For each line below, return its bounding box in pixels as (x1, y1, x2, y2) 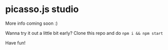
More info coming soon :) (5, 20, 58, 26)
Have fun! (5, 39, 26, 46)
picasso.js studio (5, 4, 79, 15)
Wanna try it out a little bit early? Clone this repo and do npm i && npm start (5, 30, 163, 36)
